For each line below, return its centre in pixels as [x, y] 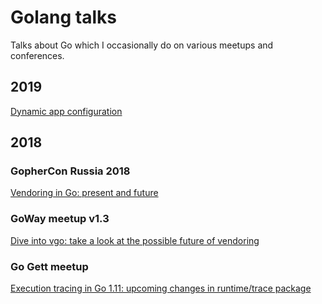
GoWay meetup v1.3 [60, 219]
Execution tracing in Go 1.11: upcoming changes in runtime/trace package [161, 288]
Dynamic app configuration [66, 111]
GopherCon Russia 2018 [70, 171]
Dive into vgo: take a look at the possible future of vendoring [135, 240]
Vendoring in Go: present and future [84, 193]
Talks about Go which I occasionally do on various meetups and [142, 45]
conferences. [37, 55]
